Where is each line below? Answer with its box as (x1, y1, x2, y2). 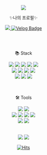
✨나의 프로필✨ (9, 15, 38, 20)
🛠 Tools (15, 94, 32, 100)
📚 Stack (15, 50, 32, 56)
